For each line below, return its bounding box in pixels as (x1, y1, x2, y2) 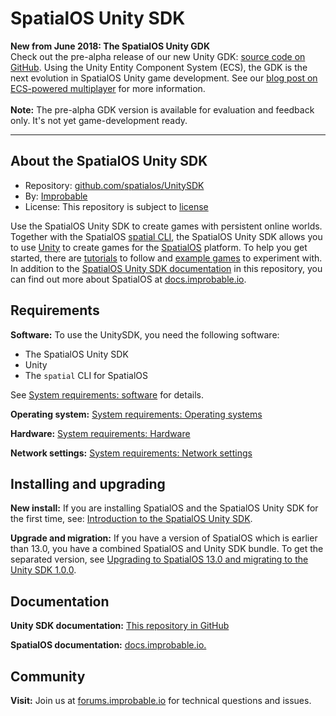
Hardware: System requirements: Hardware (10, 427, 191, 439)
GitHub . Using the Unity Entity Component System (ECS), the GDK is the (10, 61, 308, 73)
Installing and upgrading (10, 475, 166, 492)
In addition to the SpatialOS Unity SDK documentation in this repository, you (10, 262, 323, 274)
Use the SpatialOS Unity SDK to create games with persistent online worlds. (10, 220, 323, 232)
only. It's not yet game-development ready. (10, 114, 188, 126)
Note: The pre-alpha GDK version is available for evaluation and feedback (10, 103, 315, 116)
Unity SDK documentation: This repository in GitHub (10, 620, 230, 632)
